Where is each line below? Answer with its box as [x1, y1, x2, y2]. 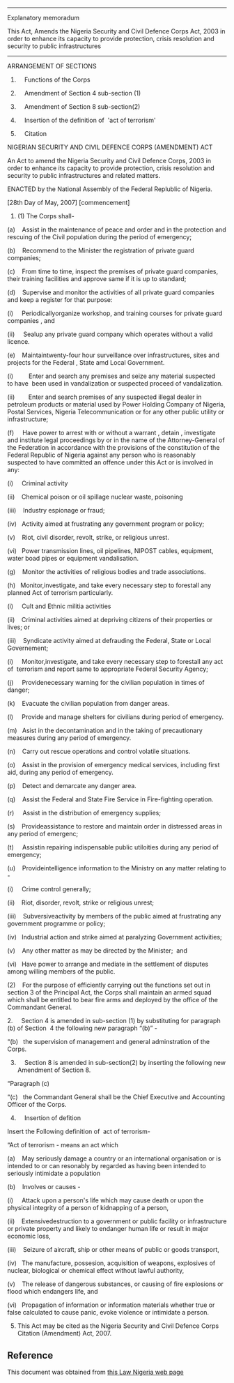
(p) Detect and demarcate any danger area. [7, 782, 137, 790]
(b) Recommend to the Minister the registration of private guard [7, 246, 195, 255]
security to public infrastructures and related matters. [7, 172, 161, 180]
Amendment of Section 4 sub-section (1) [24, 89, 141, 98]
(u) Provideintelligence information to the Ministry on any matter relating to [7, 864, 226, 872]
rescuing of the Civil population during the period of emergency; [7, 233, 192, 241]
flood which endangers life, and [7, 1287, 99, 1296]
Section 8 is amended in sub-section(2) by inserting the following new [24, 1059, 226, 1067]
